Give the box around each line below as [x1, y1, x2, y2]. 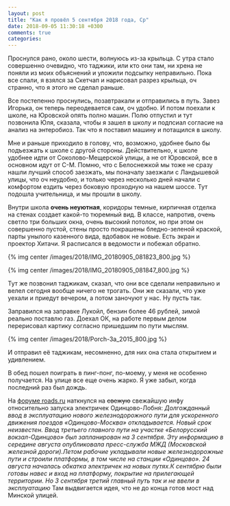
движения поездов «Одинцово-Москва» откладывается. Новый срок [8, 418, 212, 427]
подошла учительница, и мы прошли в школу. [8, 190, 142, 199]
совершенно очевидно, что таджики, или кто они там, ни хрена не [8, 62, 203, 70]
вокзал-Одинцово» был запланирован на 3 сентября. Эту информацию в [8, 433, 224, 442]
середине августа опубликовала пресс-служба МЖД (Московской [8, 440, 207, 448]
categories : [8, 36, 42, 42]
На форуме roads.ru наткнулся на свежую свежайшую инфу [8, 396, 184, 405]
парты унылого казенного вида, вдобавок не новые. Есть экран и [8, 232, 201, 240]
